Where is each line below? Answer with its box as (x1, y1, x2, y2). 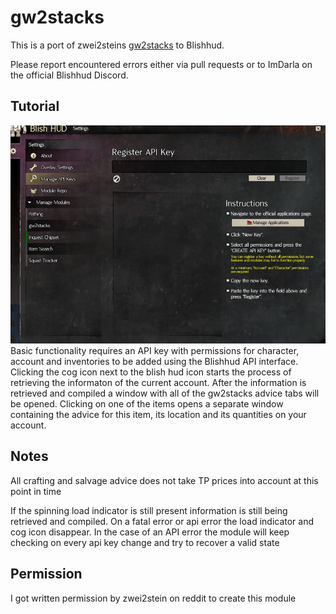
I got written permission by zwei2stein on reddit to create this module (10, 592, 297, 604)
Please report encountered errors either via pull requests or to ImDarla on (10, 58, 313, 70)
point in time (10, 485, 62, 497)
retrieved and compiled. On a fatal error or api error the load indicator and (10, 515, 315, 527)
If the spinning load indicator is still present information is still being (10, 504, 288, 516)
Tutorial (10, 98, 60, 115)
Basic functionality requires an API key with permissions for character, (10, 344, 300, 356)
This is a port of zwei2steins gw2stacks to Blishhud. (10, 39, 225, 51)
